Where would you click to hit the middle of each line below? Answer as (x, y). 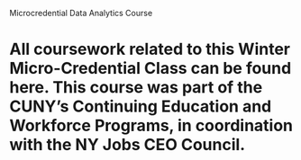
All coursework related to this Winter (150, 49)
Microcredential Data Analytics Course (81, 13)
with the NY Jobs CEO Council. (128, 145)
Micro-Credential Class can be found (150, 69)
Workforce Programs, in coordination (151, 126)
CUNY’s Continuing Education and (141, 107)
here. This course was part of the (136, 88)
